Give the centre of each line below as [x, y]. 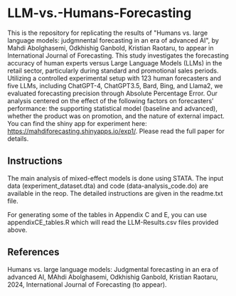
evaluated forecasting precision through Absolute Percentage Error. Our [113, 93]
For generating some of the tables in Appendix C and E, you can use [107, 214]
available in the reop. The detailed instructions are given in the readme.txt [115, 193]
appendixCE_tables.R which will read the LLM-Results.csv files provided [113, 222]
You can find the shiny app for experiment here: [77, 123]
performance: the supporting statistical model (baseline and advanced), [113, 108]
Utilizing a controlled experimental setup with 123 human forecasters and [114, 78]
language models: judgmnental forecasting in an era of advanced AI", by [113, 40]
